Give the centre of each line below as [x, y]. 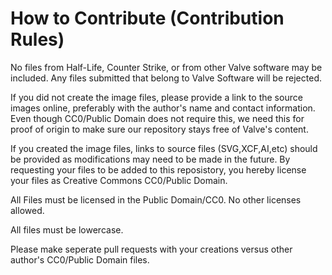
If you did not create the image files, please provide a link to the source [156, 97]
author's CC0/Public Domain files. [80, 259]
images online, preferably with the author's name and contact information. [163, 108]
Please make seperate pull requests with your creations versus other [151, 249]
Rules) [37, 39]
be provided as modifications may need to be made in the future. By [150, 159]
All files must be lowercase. [67, 229]
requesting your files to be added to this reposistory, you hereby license [158, 169]
